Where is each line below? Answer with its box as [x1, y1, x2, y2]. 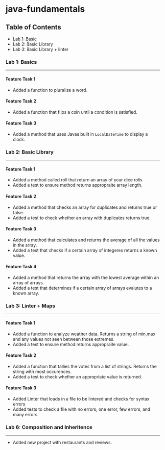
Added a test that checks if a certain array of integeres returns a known [12, 247, 157, 253]
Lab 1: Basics [5, 58, 37, 65]
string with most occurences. [12, 369, 72, 375]
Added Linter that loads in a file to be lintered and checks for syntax [12, 396, 150, 401]
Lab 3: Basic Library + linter [12, 47, 69, 52]
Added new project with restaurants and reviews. [12, 440, 112, 446]
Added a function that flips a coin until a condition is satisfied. [12, 109, 138, 115]
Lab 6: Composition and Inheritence [5, 424, 93, 430]
